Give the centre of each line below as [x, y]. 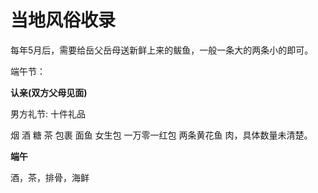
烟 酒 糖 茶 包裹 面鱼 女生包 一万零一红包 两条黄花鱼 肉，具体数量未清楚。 [161, 135]
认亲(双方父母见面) [49, 92]
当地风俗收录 [63, 20]
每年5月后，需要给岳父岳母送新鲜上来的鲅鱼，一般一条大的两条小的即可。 [162, 50]
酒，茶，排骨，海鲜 [50, 177]
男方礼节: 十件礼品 [48, 113]
